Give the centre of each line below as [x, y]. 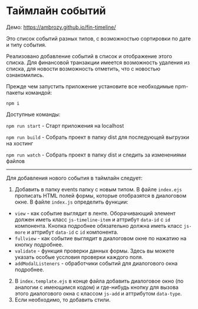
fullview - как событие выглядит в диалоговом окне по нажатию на [100, 238]
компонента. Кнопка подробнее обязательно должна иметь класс [98, 225]
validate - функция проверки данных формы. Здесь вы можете [95, 251]
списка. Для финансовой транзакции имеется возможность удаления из [98, 62]
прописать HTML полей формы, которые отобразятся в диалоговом [100, 195]
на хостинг [20, 143]
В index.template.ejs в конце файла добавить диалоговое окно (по [99, 281]
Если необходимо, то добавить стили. [62, 300]
